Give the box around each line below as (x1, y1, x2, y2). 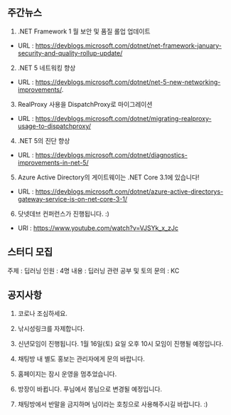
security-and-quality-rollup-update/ (17, 48, 123, 57)
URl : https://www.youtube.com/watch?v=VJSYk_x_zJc (17, 224, 179, 232)
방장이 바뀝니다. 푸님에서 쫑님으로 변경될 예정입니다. (17, 385, 162, 394)
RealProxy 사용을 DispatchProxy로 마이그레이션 (17, 100, 153, 108)
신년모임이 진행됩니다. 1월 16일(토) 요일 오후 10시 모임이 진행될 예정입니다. (17, 340, 224, 348)
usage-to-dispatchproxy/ (17, 122, 91, 130)
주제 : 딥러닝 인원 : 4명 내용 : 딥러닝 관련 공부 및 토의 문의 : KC (7, 266, 180, 275)
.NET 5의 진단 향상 (17, 136, 70, 145)
